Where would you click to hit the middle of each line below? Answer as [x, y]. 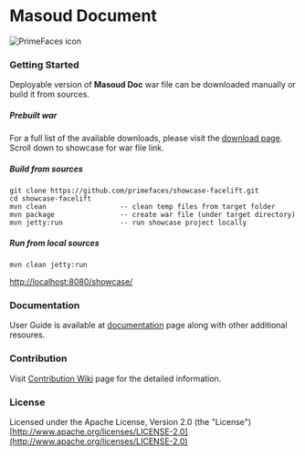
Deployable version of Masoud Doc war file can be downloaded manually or [153, 85]
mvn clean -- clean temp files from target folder [142, 207]
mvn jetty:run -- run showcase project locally [128, 223]
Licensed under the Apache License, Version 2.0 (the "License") [131, 422]
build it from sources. [49, 94]
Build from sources [47, 169]
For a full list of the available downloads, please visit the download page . [146, 139]
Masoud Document [84, 16]
